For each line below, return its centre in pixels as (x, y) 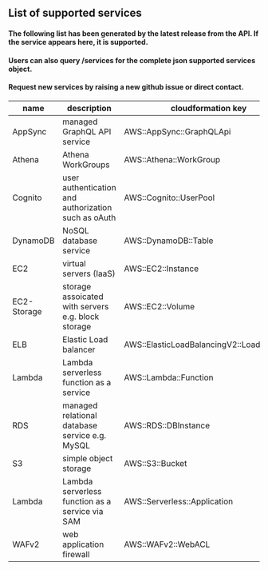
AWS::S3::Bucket (156, 463)
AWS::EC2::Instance (162, 269)
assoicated (83, 297)
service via (83, 511)
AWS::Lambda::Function (169, 377)
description (89, 108)
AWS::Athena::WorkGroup (172, 159)
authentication (90, 187)
